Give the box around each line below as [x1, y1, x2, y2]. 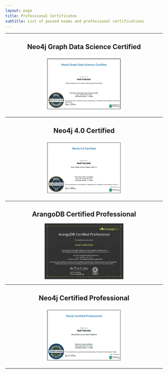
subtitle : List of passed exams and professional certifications [5, 19, 144, 24]
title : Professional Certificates [5, 13, 77, 19]
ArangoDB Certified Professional [31, 210, 136, 218]
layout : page [5, 8, 32, 13]
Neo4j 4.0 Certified [53, 126, 115, 135]
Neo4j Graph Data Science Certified [27, 43, 141, 51]
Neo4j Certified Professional [38, 293, 129, 302]
